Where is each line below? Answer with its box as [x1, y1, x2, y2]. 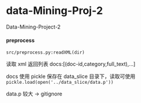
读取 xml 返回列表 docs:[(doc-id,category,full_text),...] [6, 61, 136, 68]
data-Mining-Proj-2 [6, 4, 104, 17]
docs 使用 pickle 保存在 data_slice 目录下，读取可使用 [6, 73, 136, 80]
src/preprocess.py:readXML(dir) [6, 49, 85, 56]
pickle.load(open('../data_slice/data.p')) [6, 80, 114, 86]
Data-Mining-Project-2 [6, 23, 61, 30]
